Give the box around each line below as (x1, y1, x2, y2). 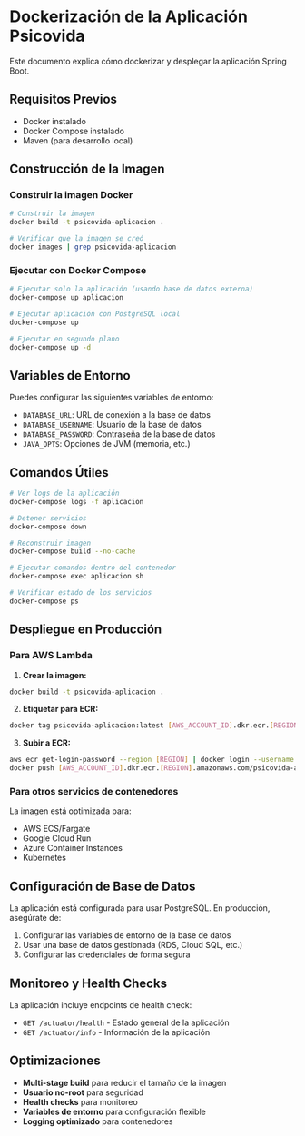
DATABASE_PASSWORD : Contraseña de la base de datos (22, 429, 216, 440)
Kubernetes (22, 852, 66, 864)
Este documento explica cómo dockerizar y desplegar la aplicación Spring (9, 55, 288, 66)
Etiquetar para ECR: (22, 704, 99, 715)
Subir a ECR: (22, 737, 71, 748)
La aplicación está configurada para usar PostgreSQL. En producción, (9, 903, 271, 914)
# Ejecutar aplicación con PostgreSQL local (9, 309, 181, 319)
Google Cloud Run (22, 833, 92, 844)
